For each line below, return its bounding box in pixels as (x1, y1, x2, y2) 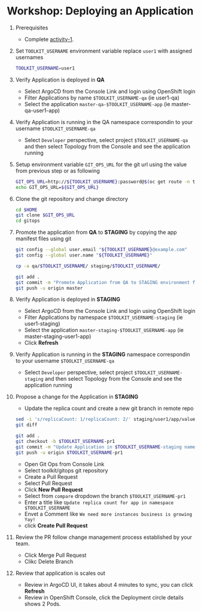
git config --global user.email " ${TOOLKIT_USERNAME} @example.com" (15, 247, 188, 253)
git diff (15, 422, 38, 428)
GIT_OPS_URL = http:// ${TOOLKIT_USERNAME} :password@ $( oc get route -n (15, 179, 190, 185)
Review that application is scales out (15, 569, 105, 577)
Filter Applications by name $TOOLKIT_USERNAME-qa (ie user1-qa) (24, 94, 180, 101)
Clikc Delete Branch (24, 557, 74, 565)
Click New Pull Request (24, 486, 83, 493)
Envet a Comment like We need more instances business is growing (24, 510, 193, 517)
